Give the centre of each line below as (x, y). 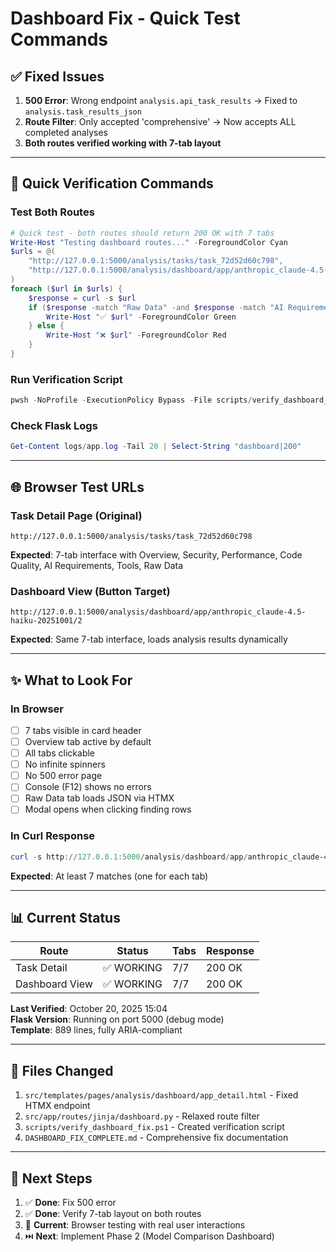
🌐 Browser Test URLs (77, 487)
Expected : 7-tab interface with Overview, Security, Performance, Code (156, 554)
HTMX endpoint (57, 1106)
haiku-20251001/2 (46, 621)
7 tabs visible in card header (83, 730)
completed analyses (66, 132)
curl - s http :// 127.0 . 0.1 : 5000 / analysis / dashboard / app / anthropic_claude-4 (169, 857)
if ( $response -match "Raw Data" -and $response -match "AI (156, 307)
